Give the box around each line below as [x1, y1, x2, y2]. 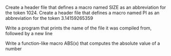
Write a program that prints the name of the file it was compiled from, [5, 25, 152, 31]
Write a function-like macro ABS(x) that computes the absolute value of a [5, 40, 160, 46]
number [5, 46, 22, 51]
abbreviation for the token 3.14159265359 [5, 15, 93, 21]
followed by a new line [5, 31, 53, 36]
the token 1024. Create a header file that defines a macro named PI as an [5, 10, 160, 16]
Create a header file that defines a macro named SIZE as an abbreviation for [5, 5, 166, 10]
